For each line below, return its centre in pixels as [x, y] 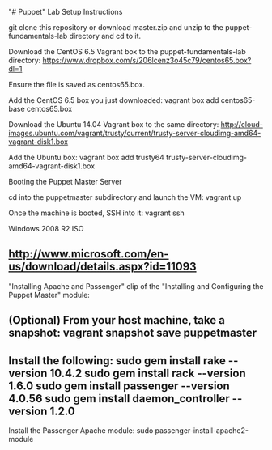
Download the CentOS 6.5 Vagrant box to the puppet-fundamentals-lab [127, 51]
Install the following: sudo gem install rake [117, 361]
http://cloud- [242, 124]
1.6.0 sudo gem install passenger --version [119, 386]
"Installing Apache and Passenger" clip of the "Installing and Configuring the [136, 286]
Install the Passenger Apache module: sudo [81, 431]
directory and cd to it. [105, 36]
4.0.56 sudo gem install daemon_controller [119, 399]
